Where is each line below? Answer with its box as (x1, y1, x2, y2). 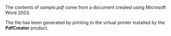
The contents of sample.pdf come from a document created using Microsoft (5, 5, 166, 10)
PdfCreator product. (5, 25, 49, 31)
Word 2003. (5, 10, 31, 16)
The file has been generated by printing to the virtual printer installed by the (5, 20, 165, 25)
